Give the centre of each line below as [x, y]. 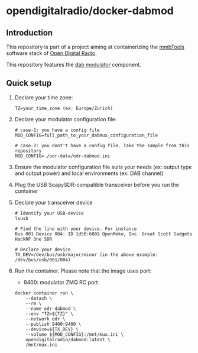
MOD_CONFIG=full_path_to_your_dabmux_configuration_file [86, 135]
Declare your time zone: [44, 97]
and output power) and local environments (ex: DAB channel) [89, 173]
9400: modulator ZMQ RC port [61, 282]
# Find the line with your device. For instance [76, 229]
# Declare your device [43, 250]
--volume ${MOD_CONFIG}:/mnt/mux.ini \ [75, 334]
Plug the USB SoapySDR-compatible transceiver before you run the [97, 184]
